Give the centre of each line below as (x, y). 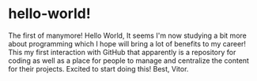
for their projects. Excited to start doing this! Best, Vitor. (98, 68)
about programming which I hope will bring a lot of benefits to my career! (127, 43)
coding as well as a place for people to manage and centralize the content (128, 61)
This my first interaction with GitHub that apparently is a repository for (122, 52)
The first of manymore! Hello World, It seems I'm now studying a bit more (127, 35)
